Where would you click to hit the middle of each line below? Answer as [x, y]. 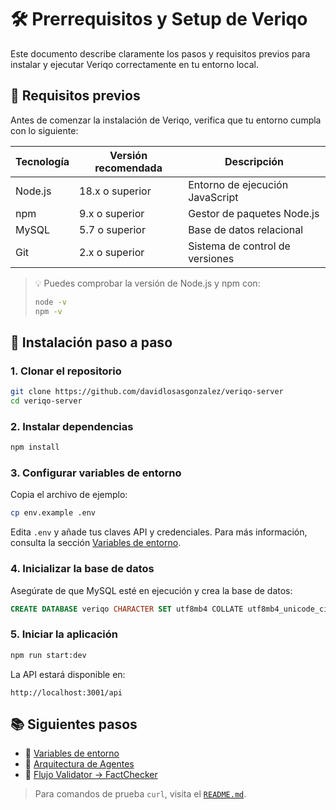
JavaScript [213, 197]
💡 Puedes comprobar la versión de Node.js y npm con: [147, 283]
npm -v [48, 311]
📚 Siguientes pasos [74, 724]
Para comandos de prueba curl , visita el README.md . [140, 794]
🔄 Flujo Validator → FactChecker [91, 775]
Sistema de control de [239, 246]
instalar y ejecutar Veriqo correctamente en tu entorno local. [134, 64]
